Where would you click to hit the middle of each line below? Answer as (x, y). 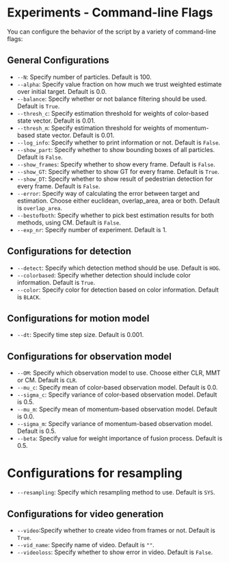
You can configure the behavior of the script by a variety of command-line (112, 32)
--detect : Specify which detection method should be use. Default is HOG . (119, 268)
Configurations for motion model (78, 318)
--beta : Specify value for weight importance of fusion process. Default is (120, 438)
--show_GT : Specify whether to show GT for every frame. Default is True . (118, 171)
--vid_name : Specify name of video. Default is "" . (86, 545)
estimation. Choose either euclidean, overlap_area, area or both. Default (118, 201)
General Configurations (58, 61)
